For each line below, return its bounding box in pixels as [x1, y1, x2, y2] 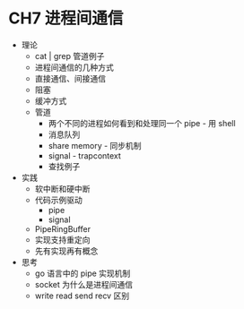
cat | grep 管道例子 [34, 50, 105, 61]
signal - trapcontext [48, 150, 122, 161]
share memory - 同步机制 [48, 140, 142, 150]
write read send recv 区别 [34, 290, 130, 301]
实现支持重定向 [34, 234, 91, 245]
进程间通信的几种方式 [34, 62, 114, 73]
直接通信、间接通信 [34, 73, 107, 83]
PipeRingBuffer [34, 223, 91, 234]
